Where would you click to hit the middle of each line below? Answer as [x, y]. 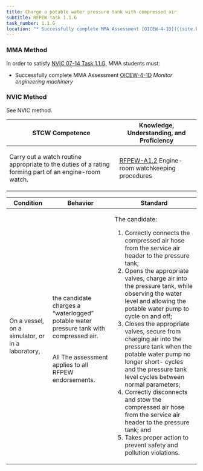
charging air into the [153, 339]
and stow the [143, 399]
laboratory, [25, 351]
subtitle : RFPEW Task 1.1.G [42, 18]
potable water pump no [158, 354]
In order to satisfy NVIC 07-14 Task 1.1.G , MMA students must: [83, 63]
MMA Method [27, 50]
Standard [154, 202]
